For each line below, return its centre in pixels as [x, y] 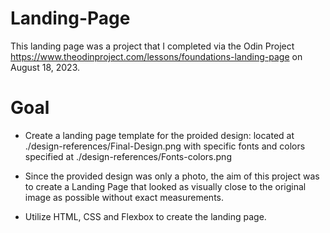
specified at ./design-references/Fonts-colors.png [128, 156]
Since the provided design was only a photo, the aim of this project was [172, 176]
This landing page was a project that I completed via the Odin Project [152, 46]
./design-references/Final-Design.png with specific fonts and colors [165, 146]
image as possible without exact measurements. [124, 197]
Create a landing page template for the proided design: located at [159, 135]
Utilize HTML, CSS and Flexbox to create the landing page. [145, 216]
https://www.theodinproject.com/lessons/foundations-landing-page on [156, 56]
